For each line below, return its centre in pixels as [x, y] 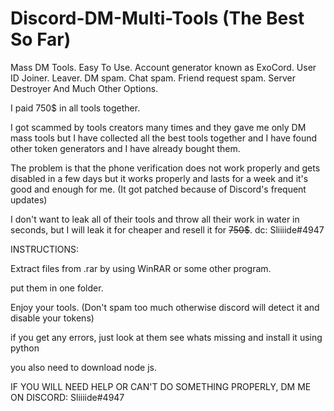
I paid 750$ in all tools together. [75, 108]
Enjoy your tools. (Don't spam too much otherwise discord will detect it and [165, 307]
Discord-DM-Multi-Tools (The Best [157, 18]
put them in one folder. [57, 288]
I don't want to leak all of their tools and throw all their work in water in [155, 219]
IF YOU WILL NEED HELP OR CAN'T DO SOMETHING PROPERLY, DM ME [161, 386]
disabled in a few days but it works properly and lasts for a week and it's [159, 178]
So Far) [41, 39]
